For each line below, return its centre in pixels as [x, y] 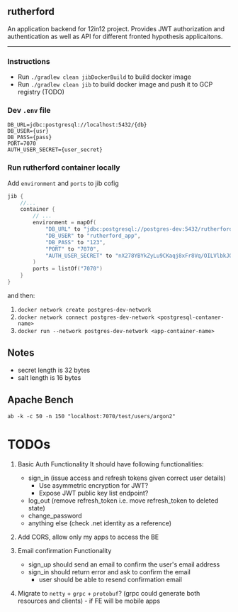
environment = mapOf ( [65, 223]
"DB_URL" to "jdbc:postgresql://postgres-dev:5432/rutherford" [140, 229]
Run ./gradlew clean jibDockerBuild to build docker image [104, 77]
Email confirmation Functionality [64, 550]
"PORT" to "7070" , [72, 249]
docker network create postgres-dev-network [84, 310]
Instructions [29, 61]
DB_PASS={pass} [30, 138]
